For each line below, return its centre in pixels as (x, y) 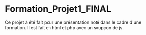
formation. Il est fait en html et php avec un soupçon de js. (64, 27)
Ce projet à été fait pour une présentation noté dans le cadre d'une (73, 22)
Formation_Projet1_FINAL (58, 9)
